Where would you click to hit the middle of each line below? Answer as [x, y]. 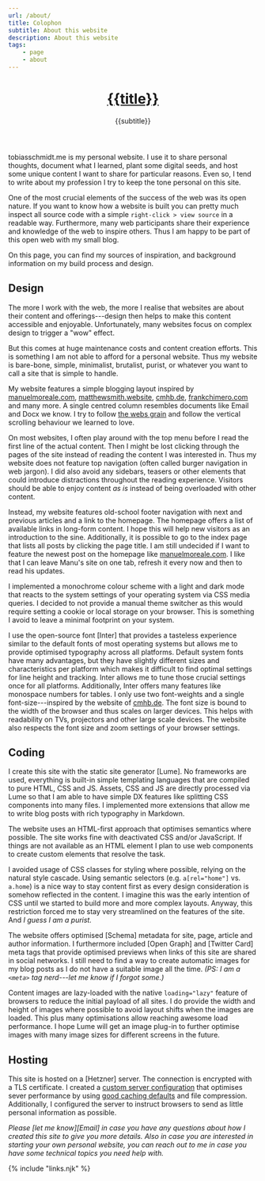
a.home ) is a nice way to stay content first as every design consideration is [129, 886]
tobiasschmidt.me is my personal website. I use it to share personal [118, 157]
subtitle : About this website [58, 30]
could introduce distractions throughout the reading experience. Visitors [126, 479]
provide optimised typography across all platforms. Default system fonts [126, 652]
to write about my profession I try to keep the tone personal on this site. [125, 182]
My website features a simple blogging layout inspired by [101, 388]
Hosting [28, 1059]
